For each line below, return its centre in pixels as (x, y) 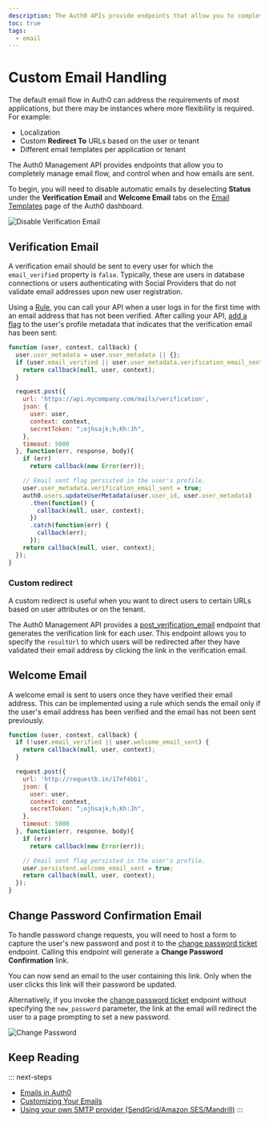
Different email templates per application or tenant (102, 150)
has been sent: (33, 333)
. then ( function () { (62, 503)
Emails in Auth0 (46, 1092)
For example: (30, 117)
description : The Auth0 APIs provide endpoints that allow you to (121, 16)
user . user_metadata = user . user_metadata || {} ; (98, 355)
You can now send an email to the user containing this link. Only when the (130, 975)
